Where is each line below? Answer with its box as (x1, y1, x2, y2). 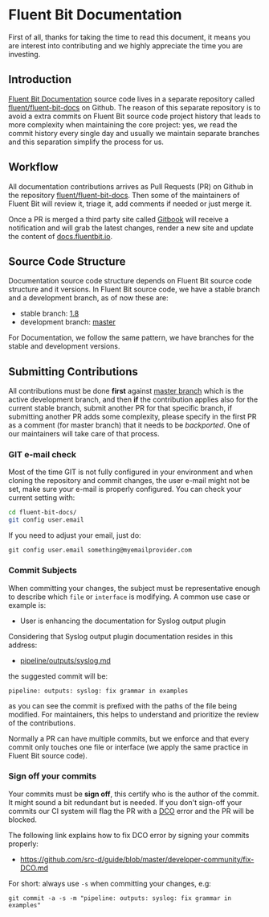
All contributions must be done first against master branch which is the (8, 386, 244, 396)
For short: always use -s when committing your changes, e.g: (8, 878, 211, 888)
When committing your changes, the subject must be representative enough (8, 583, 261, 593)
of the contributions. (8, 718, 76, 728)
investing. (8, 49, 41, 59)
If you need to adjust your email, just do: (8, 531, 142, 540)
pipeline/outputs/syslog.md (19, 655, 111, 665)
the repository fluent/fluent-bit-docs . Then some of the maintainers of (8, 190, 240, 200)
